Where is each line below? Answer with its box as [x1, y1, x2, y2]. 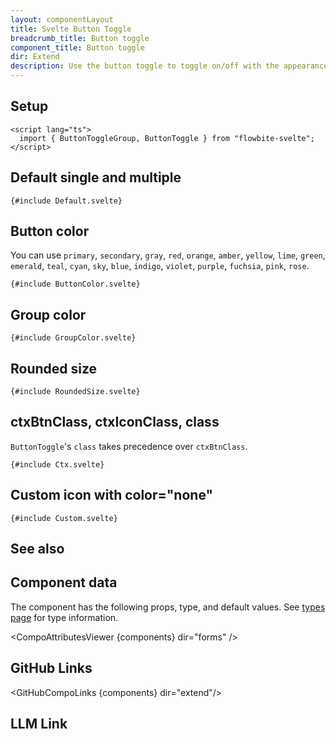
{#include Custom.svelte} [10, 513, 118, 523]
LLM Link [10, 716, 68, 733]
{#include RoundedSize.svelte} [10, 387, 141, 397]
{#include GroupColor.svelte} [10, 333, 137, 343]
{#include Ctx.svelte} [10, 459, 105, 470]
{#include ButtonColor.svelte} [10, 279, 141, 290]
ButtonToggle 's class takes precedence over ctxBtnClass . [10, 440, 248, 452]
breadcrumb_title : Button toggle [10, 33, 150, 43]
